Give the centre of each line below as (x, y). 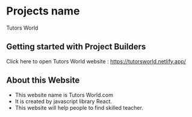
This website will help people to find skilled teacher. (79, 107)
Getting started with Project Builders (76, 47)
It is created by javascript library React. (63, 101)
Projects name (43, 11)
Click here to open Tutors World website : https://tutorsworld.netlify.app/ (96, 61)
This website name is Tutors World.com (64, 95)
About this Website (43, 81)
